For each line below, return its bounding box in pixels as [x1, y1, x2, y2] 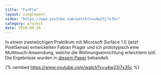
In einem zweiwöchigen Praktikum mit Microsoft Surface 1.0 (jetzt [5, 39, 139, 45]
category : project [5, 21, 43, 26]
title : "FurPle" [5, 7, 39, 12]
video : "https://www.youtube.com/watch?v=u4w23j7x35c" [5, 16, 121, 21]
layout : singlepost [5, 12, 45, 17]
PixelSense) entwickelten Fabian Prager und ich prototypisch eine [5, 44, 139, 50]
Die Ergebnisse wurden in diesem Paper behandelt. [5, 55, 110, 61]
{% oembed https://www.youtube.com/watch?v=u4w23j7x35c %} [5, 65, 140, 71]
